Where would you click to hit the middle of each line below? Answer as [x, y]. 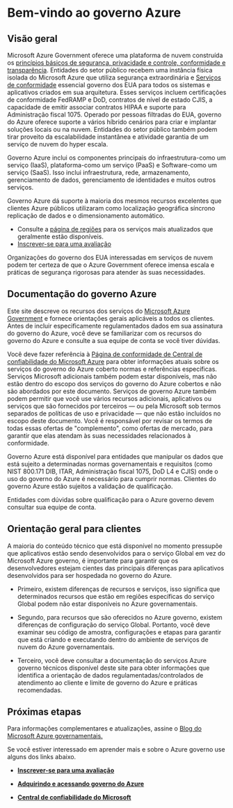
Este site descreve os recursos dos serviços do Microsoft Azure [99, 311]
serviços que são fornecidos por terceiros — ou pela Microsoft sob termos [114, 406]
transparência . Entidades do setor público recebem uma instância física [110, 70]
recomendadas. [40, 690]
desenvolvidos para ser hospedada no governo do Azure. [90, 575]
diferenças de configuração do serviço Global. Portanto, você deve [114, 625]
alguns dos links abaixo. [42, 757]
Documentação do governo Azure [82, 294]
